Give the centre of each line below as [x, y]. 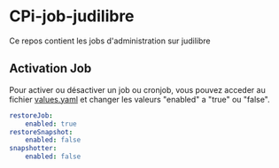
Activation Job [50, 69]
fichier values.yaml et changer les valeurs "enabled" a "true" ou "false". [139, 99]
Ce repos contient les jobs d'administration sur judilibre [110, 41]
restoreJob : [31, 115]
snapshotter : [33, 149]
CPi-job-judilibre [72, 16]
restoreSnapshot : [41, 132]
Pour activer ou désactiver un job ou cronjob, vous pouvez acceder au [137, 89]
